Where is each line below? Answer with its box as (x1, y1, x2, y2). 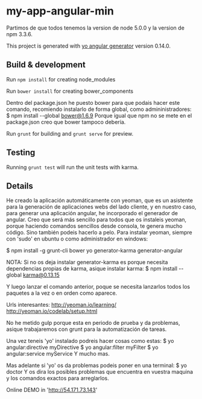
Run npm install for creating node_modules (6, 75, 116, 83)
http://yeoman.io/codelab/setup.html (6, 307, 98, 315)
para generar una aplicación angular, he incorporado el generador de (6, 210, 178, 217)
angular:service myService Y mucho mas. (6, 350, 110, 357)
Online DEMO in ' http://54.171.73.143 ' (6, 386, 98, 394)
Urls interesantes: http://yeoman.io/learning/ (6, 301, 116, 309)
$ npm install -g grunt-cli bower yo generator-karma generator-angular (6, 247, 183, 254)
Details (6, 181, 33, 191)
